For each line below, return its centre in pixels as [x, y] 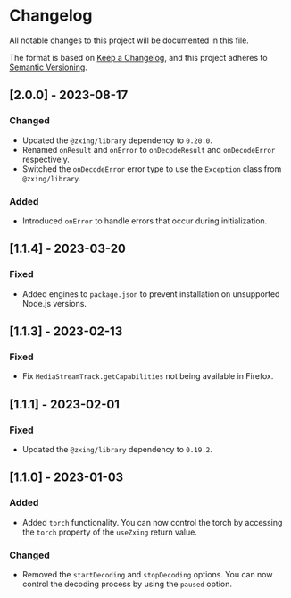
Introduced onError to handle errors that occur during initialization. [145, 221]
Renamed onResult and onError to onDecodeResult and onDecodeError [149, 149]
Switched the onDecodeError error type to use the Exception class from [152, 168]
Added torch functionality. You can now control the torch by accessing [152, 522]
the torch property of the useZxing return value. [110, 532]
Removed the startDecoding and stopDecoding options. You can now [147, 574]
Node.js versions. [54, 303]
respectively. [46, 159]
